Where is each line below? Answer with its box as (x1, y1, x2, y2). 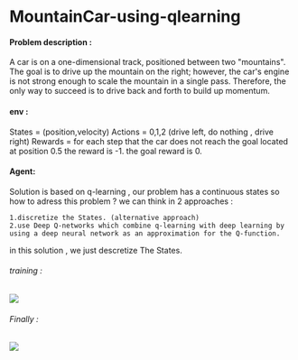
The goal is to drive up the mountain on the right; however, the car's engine (9, 66, 290, 78)
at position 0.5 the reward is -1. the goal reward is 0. (9, 145, 203, 156)
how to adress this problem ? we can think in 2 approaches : (9, 196, 233, 207)
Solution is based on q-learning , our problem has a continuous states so (9, 186, 280, 197)
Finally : (9, 313, 39, 324)
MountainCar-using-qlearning (9, 6, 241, 27)
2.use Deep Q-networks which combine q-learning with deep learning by (9, 221, 284, 230)
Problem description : (9, 36, 92, 47)
